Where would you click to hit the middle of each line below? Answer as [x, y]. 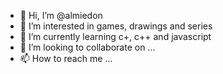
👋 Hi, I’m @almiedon [61, 15]
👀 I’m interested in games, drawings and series [116, 26]
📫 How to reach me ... [66, 58]
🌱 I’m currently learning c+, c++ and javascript [115, 36]
